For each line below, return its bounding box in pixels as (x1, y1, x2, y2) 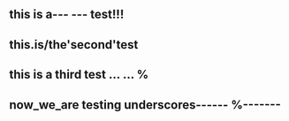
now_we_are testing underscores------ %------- (9, 97, 281, 112)
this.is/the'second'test (9, 37, 139, 52)
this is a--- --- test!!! (9, 7, 125, 22)
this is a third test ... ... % (9, 67, 149, 82)
